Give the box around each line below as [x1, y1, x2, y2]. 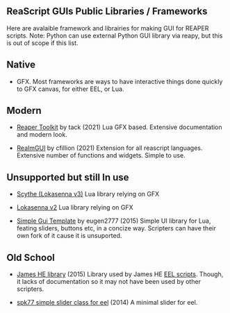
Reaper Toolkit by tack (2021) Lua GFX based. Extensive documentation [16, 123, 223, 131]
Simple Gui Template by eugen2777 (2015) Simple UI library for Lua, [16, 217, 211, 225]
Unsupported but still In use [6, 171, 129, 183]
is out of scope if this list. [6, 38, 79, 47]
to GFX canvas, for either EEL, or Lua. [16, 85, 124, 93]
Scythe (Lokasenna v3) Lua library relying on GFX [16, 190, 160, 198]
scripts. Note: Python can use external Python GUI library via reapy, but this [6, 31, 223, 40]
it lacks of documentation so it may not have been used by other [16, 278, 201, 286]
